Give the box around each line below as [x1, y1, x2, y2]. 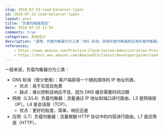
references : [5, 43, 29, 48]
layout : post [5, 16, 32, 21]
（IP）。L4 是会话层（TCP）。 [12, 101, 70, 108]
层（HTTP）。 [12, 120, 39, 126]
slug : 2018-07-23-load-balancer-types [5, 7, 84, 12]
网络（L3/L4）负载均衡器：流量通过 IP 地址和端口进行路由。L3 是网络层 [12, 95, 157, 101]
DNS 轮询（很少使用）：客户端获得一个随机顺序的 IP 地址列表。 [12, 77, 138, 83]
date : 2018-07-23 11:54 [5, 25, 54, 30]
